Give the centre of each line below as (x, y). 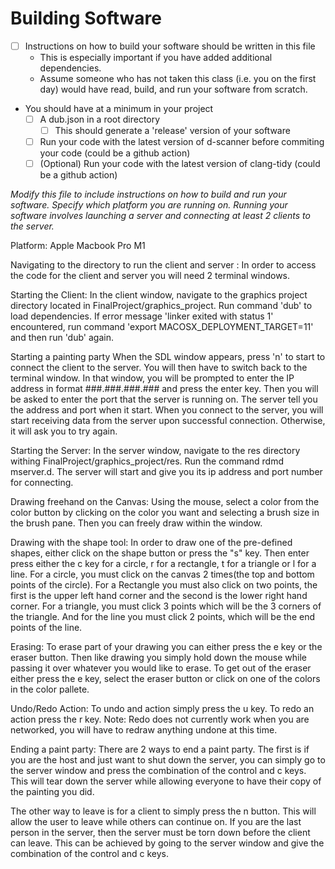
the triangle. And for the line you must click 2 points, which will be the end (163, 617)
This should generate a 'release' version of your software (172, 131)
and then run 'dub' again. (62, 338)
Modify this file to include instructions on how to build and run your (148, 194)
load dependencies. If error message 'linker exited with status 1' (142, 316)
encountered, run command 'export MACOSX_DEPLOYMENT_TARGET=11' (162, 327)
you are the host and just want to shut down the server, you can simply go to (168, 760)
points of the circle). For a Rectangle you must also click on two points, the (164, 585)
